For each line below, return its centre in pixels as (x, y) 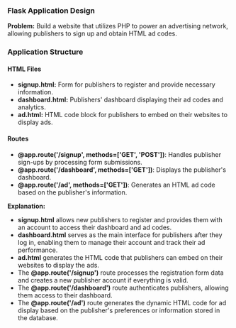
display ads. (35, 122)
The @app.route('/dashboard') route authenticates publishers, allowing (123, 288)
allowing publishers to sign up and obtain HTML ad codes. (92, 33)
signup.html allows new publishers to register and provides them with (120, 219)
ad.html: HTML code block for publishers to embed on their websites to (123, 115)
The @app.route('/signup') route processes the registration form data (121, 273)
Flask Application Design (51, 11)
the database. (38, 317)
